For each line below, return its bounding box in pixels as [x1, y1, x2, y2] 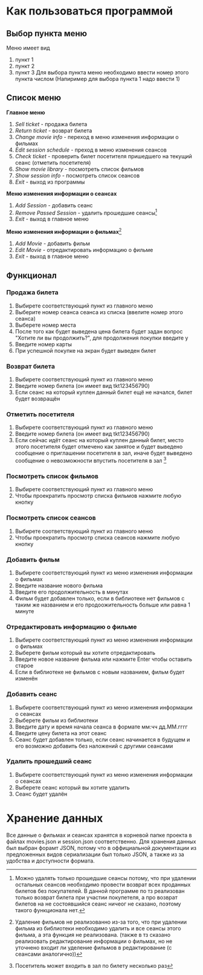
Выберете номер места [14, 321, 77, 329]
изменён [14, 675, 38, 682]
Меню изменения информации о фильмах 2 [6, 227, 122, 236]
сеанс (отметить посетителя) [14, 159, 91, 166]
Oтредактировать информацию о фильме [6, 622, 137, 631]
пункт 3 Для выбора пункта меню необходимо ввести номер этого [14, 69, 189, 76]
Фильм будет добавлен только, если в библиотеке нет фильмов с [14, 594, 185, 602]
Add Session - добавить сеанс [14, 201, 93, 209]
